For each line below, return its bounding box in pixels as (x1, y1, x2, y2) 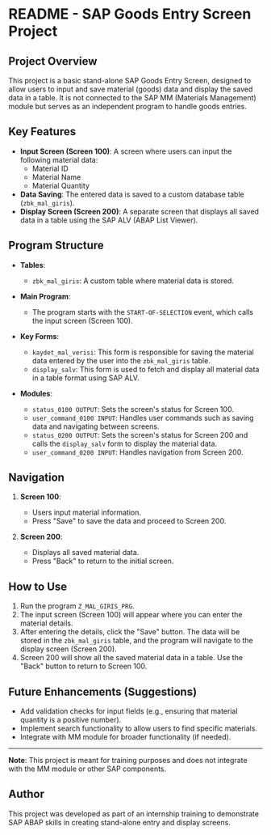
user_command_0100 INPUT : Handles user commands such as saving (31, 413, 254, 422)
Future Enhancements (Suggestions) (8, 685, 198, 698)
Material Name (31, 172, 81, 182)
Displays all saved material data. (31, 548, 140, 557)
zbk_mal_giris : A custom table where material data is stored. (31, 276, 234, 286)
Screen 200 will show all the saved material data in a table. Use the (19, 653, 244, 663)
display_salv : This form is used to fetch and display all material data (31, 364, 260, 374)
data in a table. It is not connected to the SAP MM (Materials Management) (8, 93, 256, 102)
